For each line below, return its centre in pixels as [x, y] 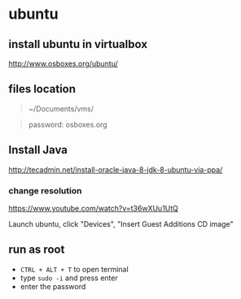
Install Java [38, 150]
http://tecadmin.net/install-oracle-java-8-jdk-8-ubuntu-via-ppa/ [116, 169]
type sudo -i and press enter [69, 278]
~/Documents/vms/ [61, 108]
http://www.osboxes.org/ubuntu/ [63, 63]
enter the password [53, 286]
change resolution [45, 190]
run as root [37, 250]
